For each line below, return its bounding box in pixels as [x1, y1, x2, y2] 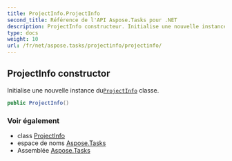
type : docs [7, 29, 39, 37]
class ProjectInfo [17, 131, 66, 140]
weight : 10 [7, 36, 39, 43]
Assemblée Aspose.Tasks [17, 146, 91, 154]
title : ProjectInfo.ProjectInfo [7, 10, 100, 17]
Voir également [7, 115, 60, 125]
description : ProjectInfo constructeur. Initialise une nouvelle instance [7, 23, 227, 30]
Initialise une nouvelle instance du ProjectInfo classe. [7, 86, 159, 94]
